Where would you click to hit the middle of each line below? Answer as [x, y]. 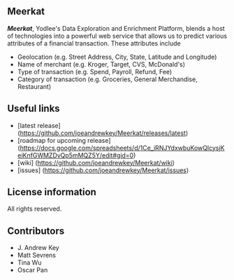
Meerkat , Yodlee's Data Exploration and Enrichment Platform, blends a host [116, 28]
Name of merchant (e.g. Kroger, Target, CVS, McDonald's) [101, 64]
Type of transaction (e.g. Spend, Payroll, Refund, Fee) [95, 71]
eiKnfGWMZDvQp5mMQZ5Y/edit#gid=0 [75, 155]
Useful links [34, 109]
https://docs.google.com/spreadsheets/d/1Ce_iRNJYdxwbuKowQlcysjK [122, 148]
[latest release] [39, 125]
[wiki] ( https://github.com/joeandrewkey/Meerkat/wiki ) [96, 162]
